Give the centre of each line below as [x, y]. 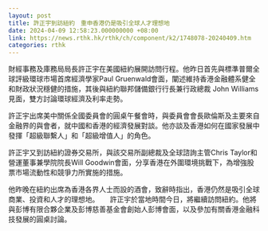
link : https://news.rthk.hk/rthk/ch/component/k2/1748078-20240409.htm [130, 38]
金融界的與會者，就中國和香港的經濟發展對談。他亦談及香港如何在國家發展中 [134, 126]
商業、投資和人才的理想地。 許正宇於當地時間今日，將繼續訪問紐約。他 [129, 199]
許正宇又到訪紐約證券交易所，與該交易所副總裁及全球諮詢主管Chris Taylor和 [133, 153]
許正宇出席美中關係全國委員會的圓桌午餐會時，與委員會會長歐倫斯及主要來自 [134, 115]
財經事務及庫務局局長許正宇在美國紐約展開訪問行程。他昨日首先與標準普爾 [130, 69]
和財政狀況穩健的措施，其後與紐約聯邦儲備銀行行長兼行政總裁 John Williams [134, 89]
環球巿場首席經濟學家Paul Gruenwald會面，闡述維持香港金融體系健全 [143, 79]
